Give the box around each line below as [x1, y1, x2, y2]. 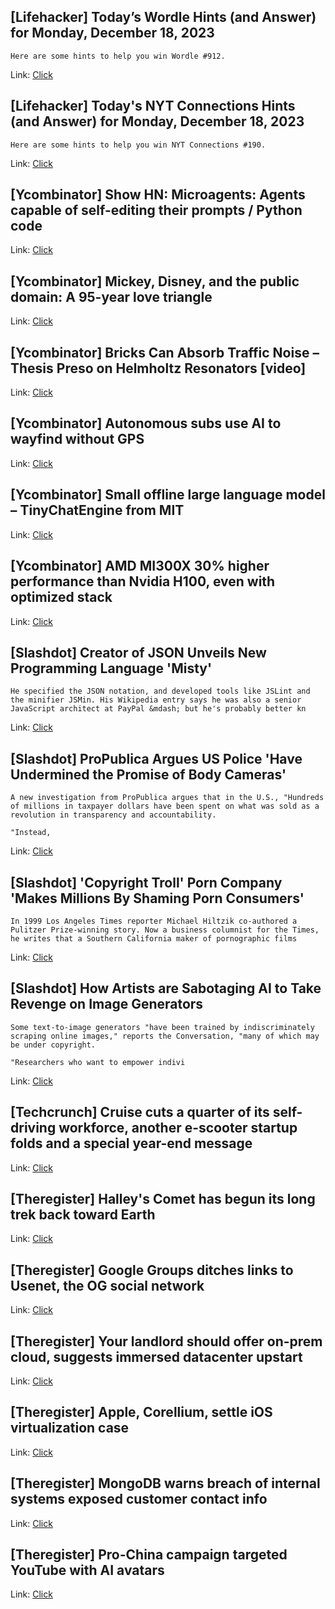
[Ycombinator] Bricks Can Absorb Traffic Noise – [10, 344, 320, 361]
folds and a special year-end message [10, 1135, 253, 1152]
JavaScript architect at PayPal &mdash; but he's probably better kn [10, 704, 307, 714]
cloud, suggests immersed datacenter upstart [10, 1348, 303, 1365]
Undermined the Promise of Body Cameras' [10, 766, 287, 783]
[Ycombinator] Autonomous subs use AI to [10, 415, 282, 432]
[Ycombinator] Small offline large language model [10, 486, 326, 504]
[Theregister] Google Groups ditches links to [10, 1261, 294, 1279]
